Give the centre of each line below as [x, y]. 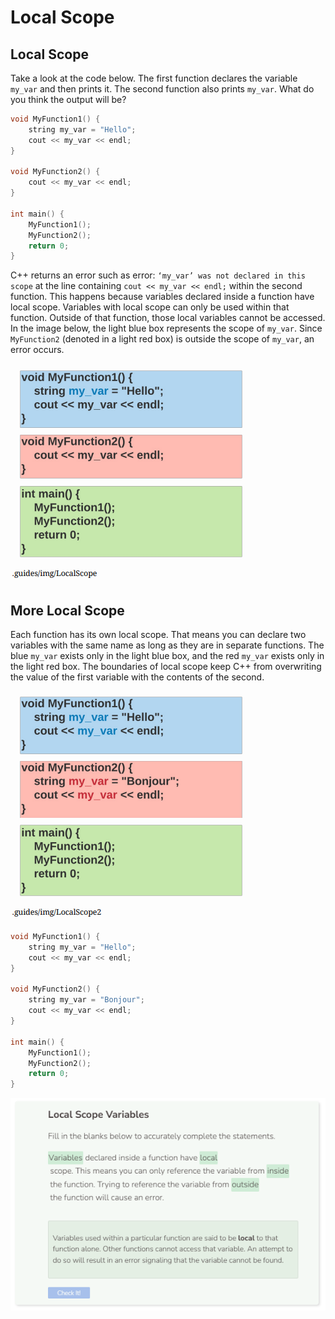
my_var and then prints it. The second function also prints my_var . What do [162, 89]
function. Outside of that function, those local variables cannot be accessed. [168, 318]
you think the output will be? [68, 99]
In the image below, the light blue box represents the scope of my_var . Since [166, 328]
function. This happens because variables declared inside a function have [162, 297]
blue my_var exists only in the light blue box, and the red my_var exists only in [167, 656]
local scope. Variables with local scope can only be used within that [150, 307]
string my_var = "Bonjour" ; [86, 1000]
